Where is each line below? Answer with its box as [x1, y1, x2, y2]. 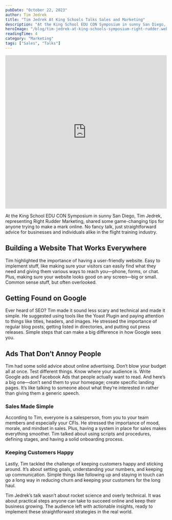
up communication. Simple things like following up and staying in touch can [5, 471, 164, 478]
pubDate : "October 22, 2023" [5, 7, 68, 13]
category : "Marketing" [5, 36, 54, 41]
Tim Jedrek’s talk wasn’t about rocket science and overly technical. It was [5, 492, 161, 499]
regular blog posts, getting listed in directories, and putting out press [5, 324, 150, 330]
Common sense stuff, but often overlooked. [5, 279, 97, 285]
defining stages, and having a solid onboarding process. [5, 436, 124, 442]
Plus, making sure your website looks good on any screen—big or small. [5, 274, 158, 280]
